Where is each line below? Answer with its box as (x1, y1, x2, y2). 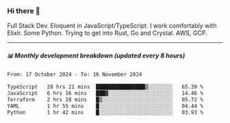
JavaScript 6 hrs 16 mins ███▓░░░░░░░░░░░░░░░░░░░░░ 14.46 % (7, 90, 204, 97)
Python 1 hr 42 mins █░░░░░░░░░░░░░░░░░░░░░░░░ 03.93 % (7, 109, 204, 115)
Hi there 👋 (7, 6, 41, 16)
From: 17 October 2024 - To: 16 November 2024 (7, 71, 142, 78)
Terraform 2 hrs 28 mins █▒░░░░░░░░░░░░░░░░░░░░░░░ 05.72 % (7, 96, 204, 103)
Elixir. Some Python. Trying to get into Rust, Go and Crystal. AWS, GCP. (7, 29, 207, 37)
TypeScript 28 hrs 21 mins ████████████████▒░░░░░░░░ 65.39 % (7, 83, 204, 91)
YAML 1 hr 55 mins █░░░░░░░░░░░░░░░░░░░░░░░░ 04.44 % (7, 102, 204, 109)
